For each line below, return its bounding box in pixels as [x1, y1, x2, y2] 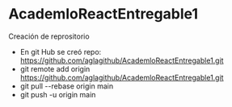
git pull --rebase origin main [19, 81, 114, 91]
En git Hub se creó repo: [19, 47, 102, 56]
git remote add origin [19, 64, 91, 73]
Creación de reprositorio [8, 31, 91, 41]
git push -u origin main [19, 89, 96, 99]
